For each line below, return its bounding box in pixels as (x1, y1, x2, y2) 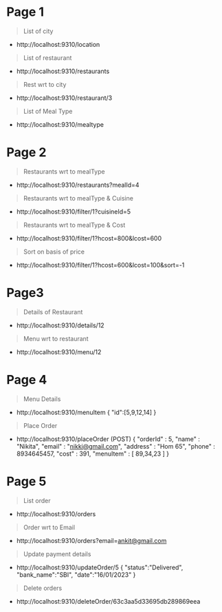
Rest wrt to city (23, 80, 67, 88)
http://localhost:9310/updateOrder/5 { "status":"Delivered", (16, 563, 184, 571)
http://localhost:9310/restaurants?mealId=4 (16, 181, 140, 189)
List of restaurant (23, 53, 72, 62)
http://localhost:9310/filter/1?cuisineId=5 (16, 207, 131, 216)
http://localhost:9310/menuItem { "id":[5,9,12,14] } (16, 408, 157, 416)
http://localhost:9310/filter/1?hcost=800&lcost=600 (16, 234, 162, 242)
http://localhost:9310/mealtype (16, 120, 104, 128)
